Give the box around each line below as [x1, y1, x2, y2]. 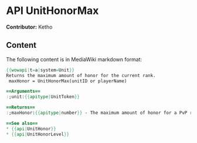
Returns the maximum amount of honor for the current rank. [6, 72, 157, 78]
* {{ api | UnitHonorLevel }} [6, 131, 69, 137]
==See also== [6, 120, 38, 126]
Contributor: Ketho [6, 23, 53, 30]
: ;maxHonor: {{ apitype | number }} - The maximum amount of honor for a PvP [6, 110, 188, 116]
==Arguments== [6, 89, 41, 95]
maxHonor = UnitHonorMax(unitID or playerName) [8, 78, 127, 84]
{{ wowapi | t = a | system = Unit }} [6, 67, 75, 73]
